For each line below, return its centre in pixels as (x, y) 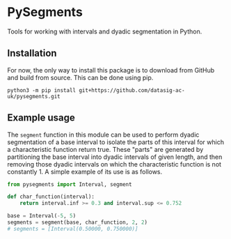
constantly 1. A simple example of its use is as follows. (85, 171)
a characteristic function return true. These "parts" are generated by (105, 149)
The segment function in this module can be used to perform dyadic (103, 134)
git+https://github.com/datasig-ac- (132, 90)
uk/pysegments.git (34, 96)
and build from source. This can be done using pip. (80, 77)
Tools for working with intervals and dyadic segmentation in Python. (105, 31)
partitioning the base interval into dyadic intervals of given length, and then (115, 157)
